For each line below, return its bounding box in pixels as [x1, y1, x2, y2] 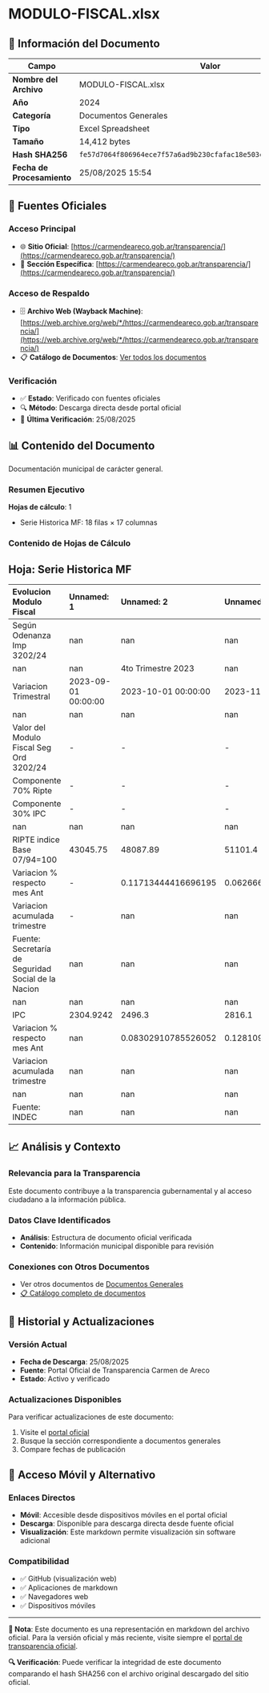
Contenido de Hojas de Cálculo [8, 538, 131, 549]
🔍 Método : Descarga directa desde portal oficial [19, 403, 182, 413]
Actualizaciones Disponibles [8, 1394, 122, 1405]
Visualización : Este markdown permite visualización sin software [19, 1527, 236, 1537]
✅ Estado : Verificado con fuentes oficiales [19, 393, 161, 403]
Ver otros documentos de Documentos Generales [19, 1280, 184, 1289]
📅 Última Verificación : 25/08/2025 [19, 414, 136, 425]
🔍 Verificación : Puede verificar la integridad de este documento [8, 1658, 222, 1667]
